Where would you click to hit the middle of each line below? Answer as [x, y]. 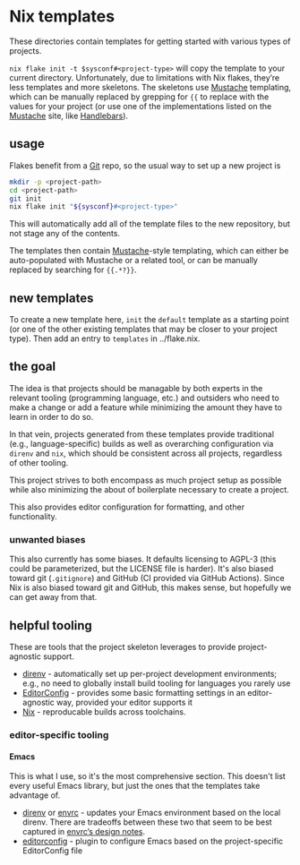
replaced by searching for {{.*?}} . [73, 270]
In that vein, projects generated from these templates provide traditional [142, 434]
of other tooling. [39, 462]
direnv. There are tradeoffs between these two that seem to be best [147, 822]
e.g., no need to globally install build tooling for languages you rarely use [156, 683]
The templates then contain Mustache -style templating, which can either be [149, 251]
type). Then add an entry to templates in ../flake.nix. [105, 338]
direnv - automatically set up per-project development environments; [150, 673]
